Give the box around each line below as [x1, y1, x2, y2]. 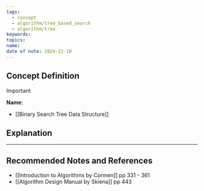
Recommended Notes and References [6, 155, 153, 166]
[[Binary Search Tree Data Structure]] [15, 110, 109, 118]
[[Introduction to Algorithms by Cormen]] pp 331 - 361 [15, 172, 151, 179]
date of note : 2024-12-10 [6, 49, 72, 55]
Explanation [6, 128, 53, 138]
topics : [6, 37, 26, 43]
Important [6, 87, 31, 94]
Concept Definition [6, 71, 80, 81]
